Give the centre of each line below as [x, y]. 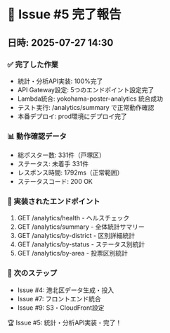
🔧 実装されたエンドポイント [54, 201]
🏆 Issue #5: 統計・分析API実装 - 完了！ [65, 322]
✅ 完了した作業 [33, 64]
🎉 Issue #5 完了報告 [64, 14]
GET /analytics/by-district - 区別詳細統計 [76, 236]
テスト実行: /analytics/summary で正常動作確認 [86, 107]
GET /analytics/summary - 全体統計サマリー [81, 227]
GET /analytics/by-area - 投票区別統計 [73, 253]
